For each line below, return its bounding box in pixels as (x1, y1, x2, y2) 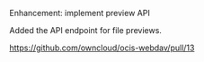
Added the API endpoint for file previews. (9, 25, 162, 35)
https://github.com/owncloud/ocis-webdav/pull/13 (9, 42, 195, 53)
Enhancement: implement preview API (9, 8, 150, 18)
